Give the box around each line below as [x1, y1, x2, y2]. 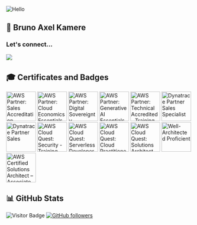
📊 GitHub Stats [6, 193, 64, 203]
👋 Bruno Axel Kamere [6, 22, 86, 32]
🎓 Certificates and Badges [6, 73, 109, 83]
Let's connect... [6, 40, 53, 48]
